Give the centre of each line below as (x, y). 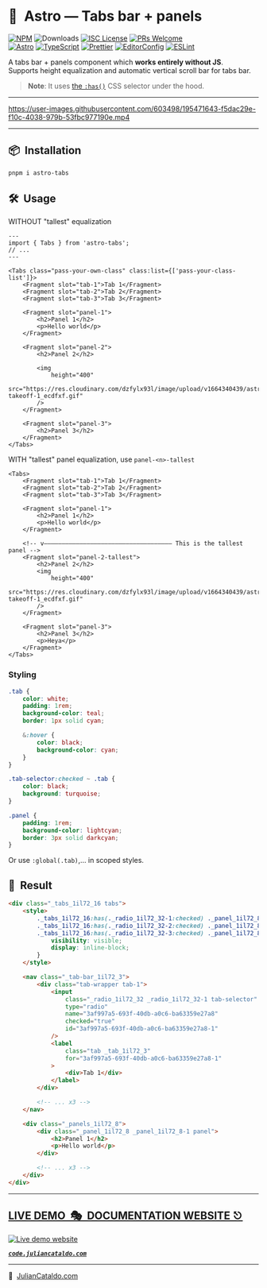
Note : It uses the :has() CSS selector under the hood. (116, 86)
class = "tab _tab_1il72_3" (108, 1051)
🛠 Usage (32, 199)
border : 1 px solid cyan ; (64, 721)
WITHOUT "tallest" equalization (60, 222)
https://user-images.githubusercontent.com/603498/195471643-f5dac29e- (132, 108)
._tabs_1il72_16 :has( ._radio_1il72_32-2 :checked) (120, 926)
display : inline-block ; (90, 948)
